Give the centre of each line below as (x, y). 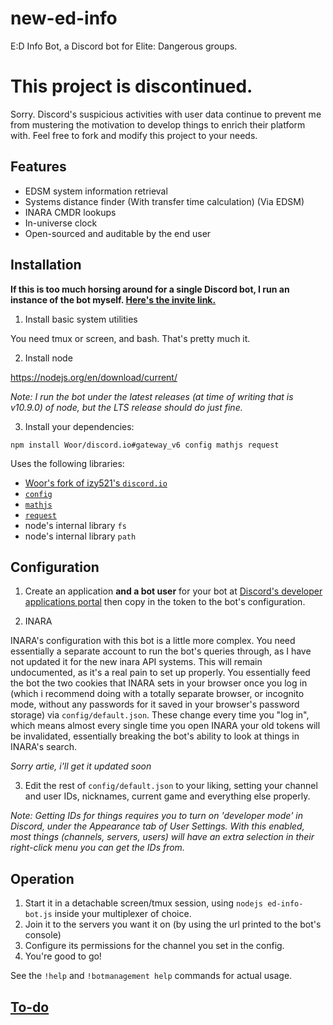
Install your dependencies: (79, 426)
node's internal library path (80, 536)
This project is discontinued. (131, 86)
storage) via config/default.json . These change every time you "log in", (160, 715)
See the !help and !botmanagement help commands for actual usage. (151, 976)
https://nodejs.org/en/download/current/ (94, 377)
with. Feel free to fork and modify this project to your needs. (134, 135)
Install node (48, 358)
